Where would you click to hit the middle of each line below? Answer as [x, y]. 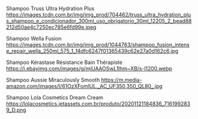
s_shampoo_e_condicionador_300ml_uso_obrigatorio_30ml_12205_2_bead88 [99, 21]
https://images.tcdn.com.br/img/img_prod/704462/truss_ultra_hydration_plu [99, 15]
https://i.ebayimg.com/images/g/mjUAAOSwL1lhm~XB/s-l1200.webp [89, 69]
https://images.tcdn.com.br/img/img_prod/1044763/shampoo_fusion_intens [98, 45]
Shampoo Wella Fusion [34, 38]
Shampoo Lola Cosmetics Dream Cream [55, 97]
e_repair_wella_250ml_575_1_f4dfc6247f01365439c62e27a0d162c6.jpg [92, 51]
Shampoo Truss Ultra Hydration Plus [50, 8]
